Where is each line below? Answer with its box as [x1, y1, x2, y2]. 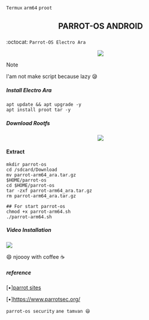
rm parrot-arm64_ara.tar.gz [6, 193, 77, 199]
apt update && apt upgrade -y [6, 102, 82, 108]
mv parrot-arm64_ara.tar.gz [6, 172, 77, 178]
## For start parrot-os [6, 203, 66, 209]
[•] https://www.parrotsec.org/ [6, 295, 81, 303]
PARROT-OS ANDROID [57, 21, 144, 31]
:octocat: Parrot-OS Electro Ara [6, 38, 86, 46]
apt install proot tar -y [6, 107, 71, 113]
